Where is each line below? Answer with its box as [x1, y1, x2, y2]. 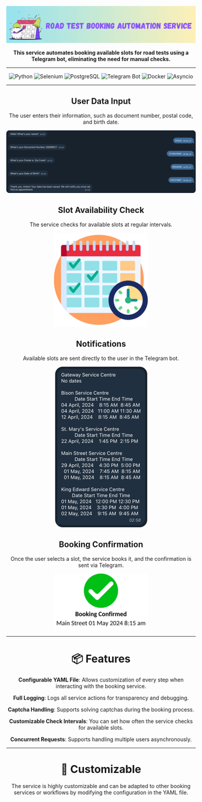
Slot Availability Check [58, 205, 144, 215]
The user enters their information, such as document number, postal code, [8, 112, 194, 119]
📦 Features [71, 652, 131, 666]
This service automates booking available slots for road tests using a [13, 49, 189, 57]
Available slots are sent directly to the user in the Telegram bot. [23, 355, 179, 362]
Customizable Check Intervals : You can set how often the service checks [8, 718, 194, 725]
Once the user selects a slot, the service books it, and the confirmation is [10, 555, 192, 563]
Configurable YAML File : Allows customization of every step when [18, 676, 184, 684]
